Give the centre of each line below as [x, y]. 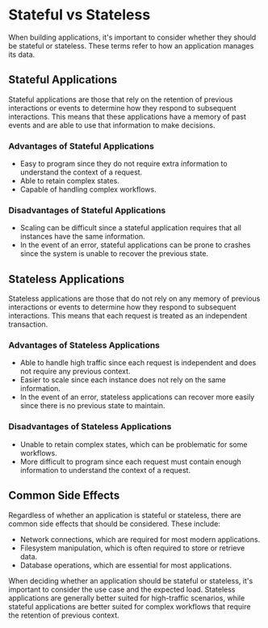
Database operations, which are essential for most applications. [126, 565]
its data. [22, 54]
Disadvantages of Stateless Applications [90, 427]
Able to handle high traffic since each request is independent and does [138, 363]
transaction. [28, 324]
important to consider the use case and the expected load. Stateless [122, 589]
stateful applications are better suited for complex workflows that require [130, 606]
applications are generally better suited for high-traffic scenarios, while [127, 598]
